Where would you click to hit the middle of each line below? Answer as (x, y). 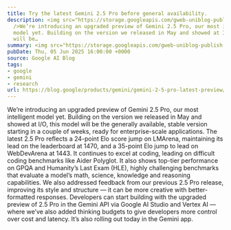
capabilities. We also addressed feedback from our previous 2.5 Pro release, (115, 183)
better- (198, 190)
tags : (15, 65)
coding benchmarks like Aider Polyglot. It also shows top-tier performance (113, 161)
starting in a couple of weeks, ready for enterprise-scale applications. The (112, 132)
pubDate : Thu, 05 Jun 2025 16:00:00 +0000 (69, 52)
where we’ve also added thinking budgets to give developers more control (112, 212)
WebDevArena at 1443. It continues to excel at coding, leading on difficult (111, 153)
